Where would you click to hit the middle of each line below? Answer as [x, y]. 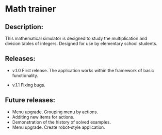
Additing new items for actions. [43, 117]
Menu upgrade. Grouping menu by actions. [55, 112]
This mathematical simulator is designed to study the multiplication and [76, 38]
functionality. [25, 75]
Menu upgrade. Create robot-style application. [58, 127]
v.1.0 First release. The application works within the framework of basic [83, 70]
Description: [24, 27]
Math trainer [31, 9]
